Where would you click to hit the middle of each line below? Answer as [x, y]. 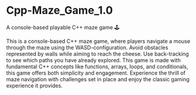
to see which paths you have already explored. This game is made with [94, 60]
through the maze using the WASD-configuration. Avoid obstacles [87, 47]
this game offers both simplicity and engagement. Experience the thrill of [96, 73]
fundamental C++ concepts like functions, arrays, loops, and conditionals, [97, 66]
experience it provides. [34, 85]
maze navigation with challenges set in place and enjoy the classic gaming [98, 79]
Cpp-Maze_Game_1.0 [60, 10]
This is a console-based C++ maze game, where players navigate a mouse [98, 41]
